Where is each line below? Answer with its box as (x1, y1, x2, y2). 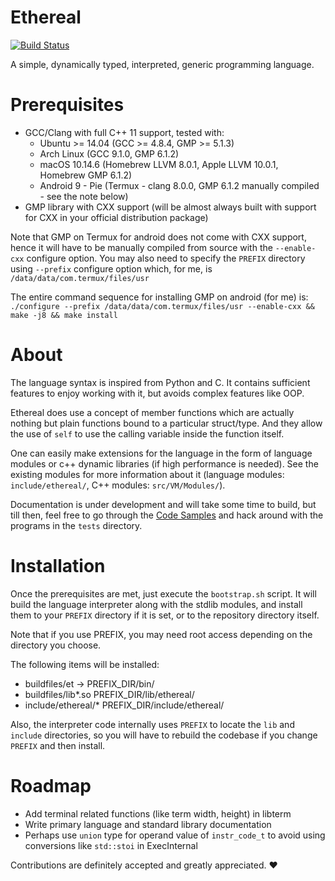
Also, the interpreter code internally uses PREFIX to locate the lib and (10, 718, 295, 730)
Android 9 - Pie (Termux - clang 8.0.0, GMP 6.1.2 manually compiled (39, 179, 320, 191)
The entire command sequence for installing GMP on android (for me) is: (10, 291, 309, 303)
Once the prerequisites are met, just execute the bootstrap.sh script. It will (10, 587, 317, 600)
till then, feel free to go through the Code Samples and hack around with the (10, 509, 324, 521)
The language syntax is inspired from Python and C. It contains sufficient (10, 376, 311, 388)
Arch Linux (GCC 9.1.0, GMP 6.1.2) (39, 147, 180, 160)
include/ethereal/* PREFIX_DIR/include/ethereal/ (24, 699, 225, 711)
